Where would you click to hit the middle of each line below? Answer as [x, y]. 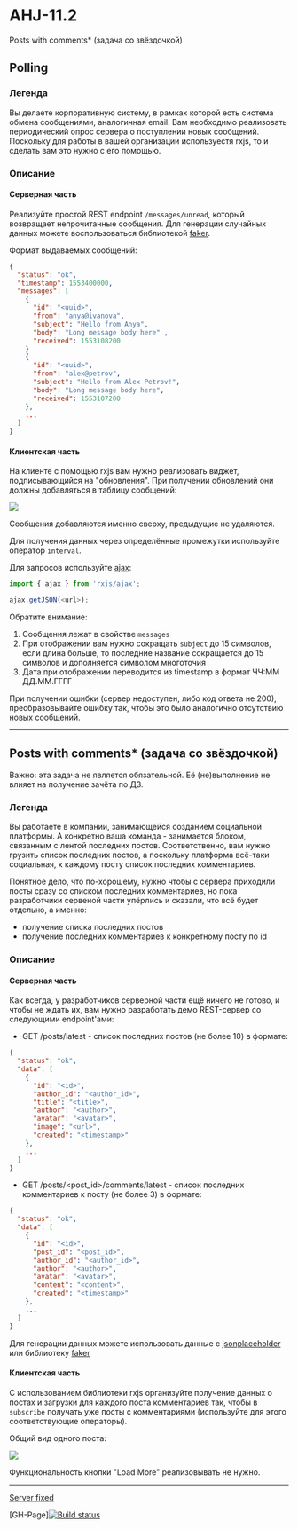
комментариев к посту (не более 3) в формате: [112, 1194]
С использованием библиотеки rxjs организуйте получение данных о [141, 1392]
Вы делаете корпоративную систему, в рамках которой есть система [141, 113]
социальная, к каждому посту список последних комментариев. [133, 864]
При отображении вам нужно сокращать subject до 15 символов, [147, 643]
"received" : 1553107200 [77, 398]
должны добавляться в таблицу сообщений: [93, 490]
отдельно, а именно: [48, 910]
